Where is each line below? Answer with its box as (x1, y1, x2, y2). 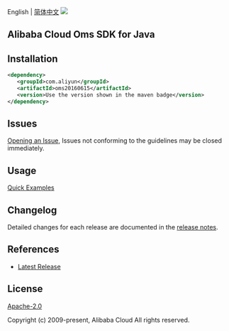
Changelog (7, 204, 57, 216)
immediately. (7, 144, 45, 153)
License (7, 283, 43, 295)
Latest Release (17, 262, 62, 271)
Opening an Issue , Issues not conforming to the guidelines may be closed (7, 136, 222, 145)
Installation (7, 53, 58, 65)
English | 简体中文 (7, 8, 60, 16)
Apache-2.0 (7, 302, 43, 310)
